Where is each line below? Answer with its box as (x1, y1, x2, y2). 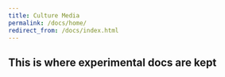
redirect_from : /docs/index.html (8, 26, 119, 34)
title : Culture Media (8, 11, 80, 20)
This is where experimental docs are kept (8, 56, 217, 69)
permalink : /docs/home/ (8, 19, 87, 27)
